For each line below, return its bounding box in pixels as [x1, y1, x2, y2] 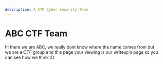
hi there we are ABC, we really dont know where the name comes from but [5, 44, 155, 50]
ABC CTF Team [5, 28, 68, 39]
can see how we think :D [5, 54, 54, 60]
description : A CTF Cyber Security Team [5, 7, 89, 12]
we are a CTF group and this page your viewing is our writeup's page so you [5, 49, 159, 55]
